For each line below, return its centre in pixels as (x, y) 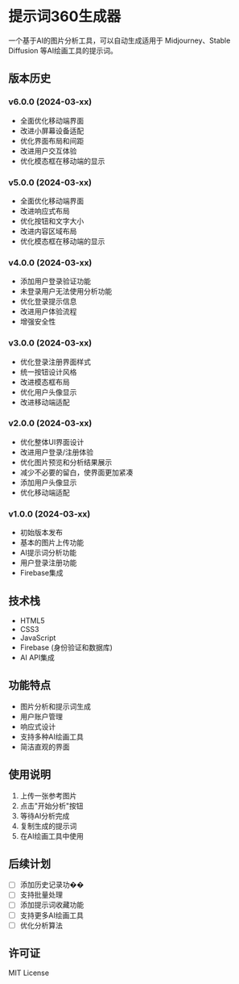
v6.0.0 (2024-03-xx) (50, 102)
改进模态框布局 (45, 382)
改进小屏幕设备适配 (52, 131)
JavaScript (38, 638)
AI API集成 (37, 657)
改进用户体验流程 (48, 312)
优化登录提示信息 (48, 301)
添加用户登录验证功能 (55, 281)
